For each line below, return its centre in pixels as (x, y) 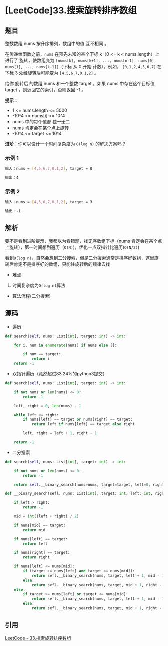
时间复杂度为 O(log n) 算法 (39, 285)
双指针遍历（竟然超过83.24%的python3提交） (60, 374)
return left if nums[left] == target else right (83, 424)
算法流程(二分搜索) (32, 296)
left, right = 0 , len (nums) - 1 (48, 406)
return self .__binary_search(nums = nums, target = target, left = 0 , (82, 484)
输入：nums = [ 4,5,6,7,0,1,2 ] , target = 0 (49, 169)
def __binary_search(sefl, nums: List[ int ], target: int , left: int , (79, 494)
